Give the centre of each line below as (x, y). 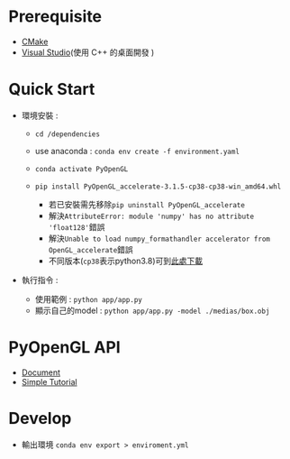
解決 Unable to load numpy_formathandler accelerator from (159, 238)
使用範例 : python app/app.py (89, 298)
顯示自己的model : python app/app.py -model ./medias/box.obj (152, 310)
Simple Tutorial (49, 381)
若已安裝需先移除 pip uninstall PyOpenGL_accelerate (146, 204)
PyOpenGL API (64, 348)
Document (41, 372)
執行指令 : (40, 280)
